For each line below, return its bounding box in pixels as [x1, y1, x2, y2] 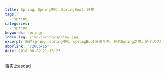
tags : [5, 12, 16, 17]
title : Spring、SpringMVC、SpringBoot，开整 [5, 7, 95, 12]
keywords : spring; [5, 30, 43, 35]
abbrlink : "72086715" [5, 44, 50, 49]
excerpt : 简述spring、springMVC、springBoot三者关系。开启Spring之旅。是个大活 [5, 39, 160, 44]
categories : [5, 21, 30, 26]
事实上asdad [5, 63, 31, 69]
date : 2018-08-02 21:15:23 [5, 48, 61, 53]
